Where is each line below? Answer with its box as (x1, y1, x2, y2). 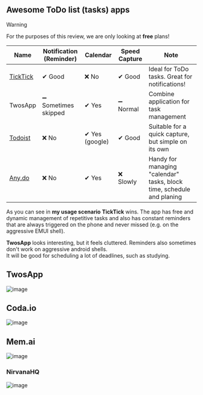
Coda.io (6, 303, 37, 313)
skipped (42, 108, 65, 117)
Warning (6, 21, 27, 28)
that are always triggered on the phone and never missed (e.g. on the (6, 221, 179, 228)
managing (148, 162, 177, 171)
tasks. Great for (148, 72, 193, 80)
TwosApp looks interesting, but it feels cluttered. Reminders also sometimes (6, 239, 196, 246)
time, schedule (148, 184, 190, 193)
